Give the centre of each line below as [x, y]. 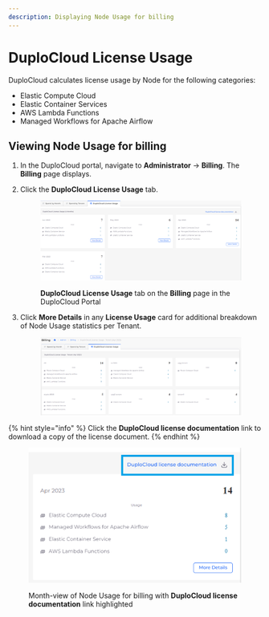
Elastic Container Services [63, 104]
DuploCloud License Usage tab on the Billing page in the [135, 293]
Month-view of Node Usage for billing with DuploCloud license [133, 595]
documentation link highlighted [81, 604]
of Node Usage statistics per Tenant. [81, 326]
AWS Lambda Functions [59, 112]
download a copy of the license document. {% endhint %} [104, 436]
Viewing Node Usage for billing [88, 146]
